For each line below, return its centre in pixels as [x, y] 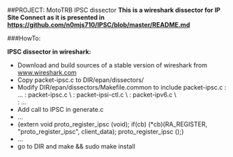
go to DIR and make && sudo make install [76, 146]
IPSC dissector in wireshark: [49, 52]
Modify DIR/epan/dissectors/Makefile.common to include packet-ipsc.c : [122, 87]
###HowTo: [24, 38]
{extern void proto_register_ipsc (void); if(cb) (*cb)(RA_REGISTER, [112, 124]
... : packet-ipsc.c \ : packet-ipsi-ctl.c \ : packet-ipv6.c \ [97, 94]
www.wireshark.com [47, 73]
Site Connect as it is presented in [56, 17]
